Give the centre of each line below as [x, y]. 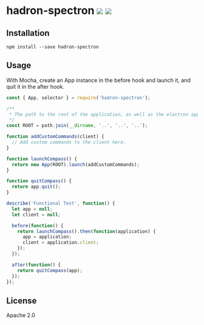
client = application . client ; [60, 243]
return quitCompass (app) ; [50, 270]
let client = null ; [36, 214]
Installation [28, 33]
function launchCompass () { [42, 159]
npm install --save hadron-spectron [53, 47]
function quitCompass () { [39, 181]
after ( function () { [36, 265]
